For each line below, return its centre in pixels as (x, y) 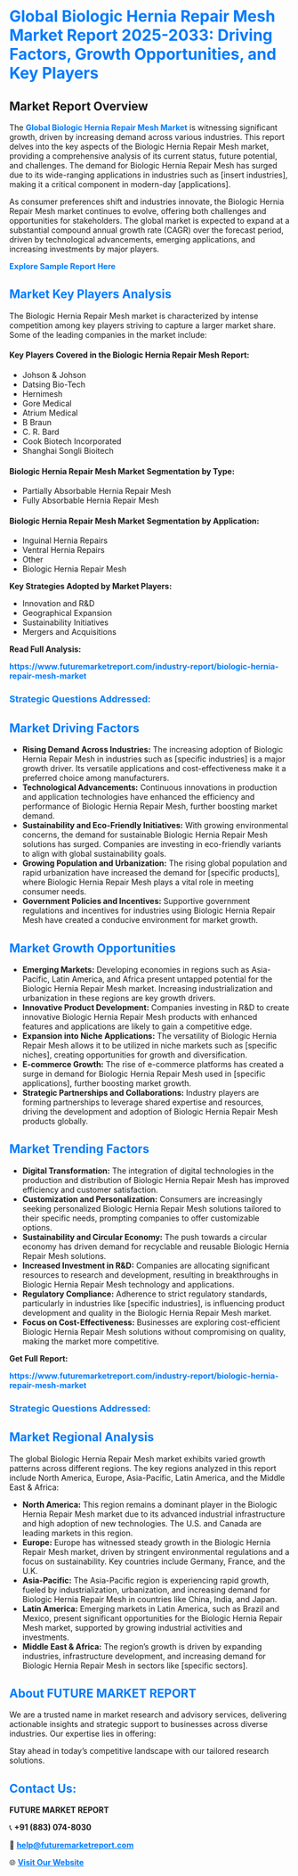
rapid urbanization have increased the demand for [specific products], (151, 873)
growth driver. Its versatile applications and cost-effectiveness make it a (154, 769)
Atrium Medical (50, 413)
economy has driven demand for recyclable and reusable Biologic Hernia (156, 1247)
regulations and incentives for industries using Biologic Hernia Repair (149, 910)
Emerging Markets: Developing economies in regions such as (136, 969)
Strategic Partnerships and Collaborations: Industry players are (141, 1092)
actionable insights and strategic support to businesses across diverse (139, 1724)
